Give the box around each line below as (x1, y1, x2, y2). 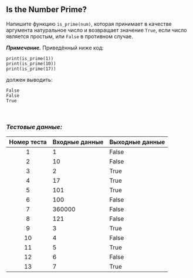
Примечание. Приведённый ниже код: (6, 44, 104, 51)
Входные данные (52, 138, 104, 146)
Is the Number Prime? (6, 5, 87, 15)
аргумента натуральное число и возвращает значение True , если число (6, 26, 187, 34)
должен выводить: (6, 76, 53, 83)
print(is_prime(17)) (6, 66, 57, 72)
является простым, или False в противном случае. (6, 32, 134, 40)
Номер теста (9, 138, 47, 146)
